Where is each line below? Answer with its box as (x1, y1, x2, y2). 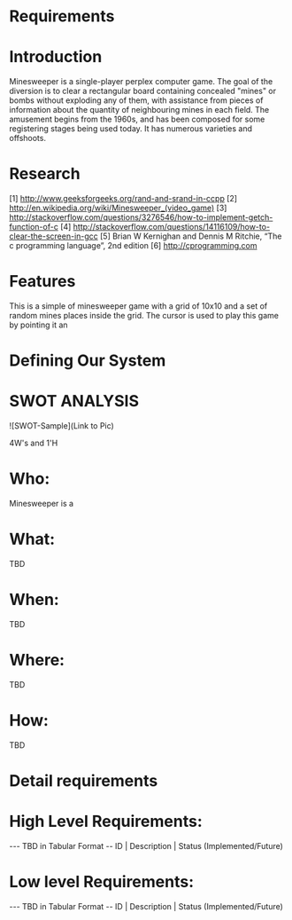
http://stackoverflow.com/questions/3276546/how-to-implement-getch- (9, 212, 273, 223)
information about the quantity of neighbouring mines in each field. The (9, 105, 270, 115)
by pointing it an (9, 319, 68, 330)
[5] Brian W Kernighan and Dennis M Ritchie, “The (100, 231, 282, 241)
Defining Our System (9, 350, 166, 371)
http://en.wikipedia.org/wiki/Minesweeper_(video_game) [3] (9, 202, 227, 214)
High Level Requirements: (9, 812, 203, 831)
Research (9, 164, 81, 184)
